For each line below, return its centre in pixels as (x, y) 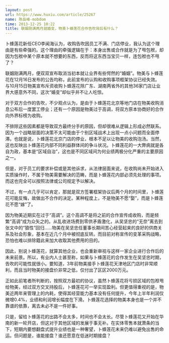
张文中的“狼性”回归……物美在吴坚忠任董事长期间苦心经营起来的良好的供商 (81, 228)
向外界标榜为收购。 (25, 116)
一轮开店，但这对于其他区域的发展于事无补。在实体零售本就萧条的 (87, 323)
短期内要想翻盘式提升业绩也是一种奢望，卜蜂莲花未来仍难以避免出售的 (87, 329)
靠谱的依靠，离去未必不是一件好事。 (43, 306)
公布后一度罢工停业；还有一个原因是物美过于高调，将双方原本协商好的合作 (87, 109)
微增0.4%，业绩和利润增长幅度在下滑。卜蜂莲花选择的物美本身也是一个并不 (83, 300)
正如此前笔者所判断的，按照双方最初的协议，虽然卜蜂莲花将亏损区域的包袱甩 (84, 281)
